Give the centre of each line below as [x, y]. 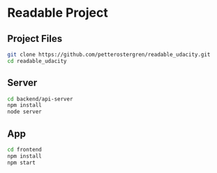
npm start [22, 163]
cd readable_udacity [37, 61]
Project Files [35, 39]
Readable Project [58, 13]
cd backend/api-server [40, 99]
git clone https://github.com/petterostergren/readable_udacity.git [109, 54]
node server [24, 112]
